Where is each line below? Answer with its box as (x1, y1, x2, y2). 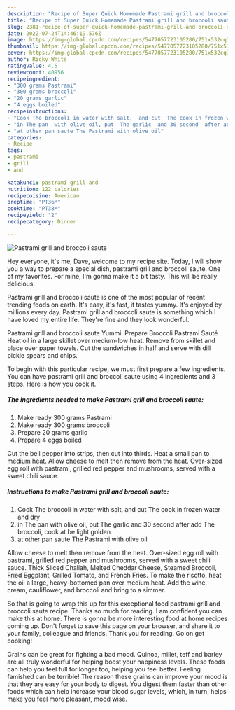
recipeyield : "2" (7, 211, 58, 219)
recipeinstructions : (7, 108, 68, 115)
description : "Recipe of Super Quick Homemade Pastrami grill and (7, 10, 205, 18)
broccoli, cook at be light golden (17, 527, 111, 536)
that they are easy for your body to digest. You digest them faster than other (7, 680, 227, 688)
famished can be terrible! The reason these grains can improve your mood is (7, 672, 228, 681)
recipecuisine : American (7, 192, 80, 200)
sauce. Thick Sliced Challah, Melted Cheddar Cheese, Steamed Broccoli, (7, 563, 217, 571)
